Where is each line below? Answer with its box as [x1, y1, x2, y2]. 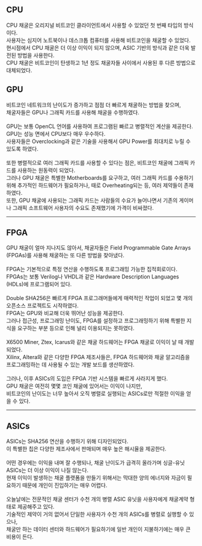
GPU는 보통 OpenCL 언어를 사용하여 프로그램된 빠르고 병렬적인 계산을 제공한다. [6, 123, 194, 130]
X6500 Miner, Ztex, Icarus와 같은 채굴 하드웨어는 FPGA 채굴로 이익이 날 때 [6, 339, 183, 346]
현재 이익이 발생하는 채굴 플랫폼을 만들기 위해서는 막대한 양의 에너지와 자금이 [6, 474, 186, 482]
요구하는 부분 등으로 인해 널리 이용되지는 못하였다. [17, 325, 135, 332]
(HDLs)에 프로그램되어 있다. [6, 281, 72, 288]
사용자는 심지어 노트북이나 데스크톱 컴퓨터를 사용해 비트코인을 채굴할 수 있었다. [6, 36, 191, 44]
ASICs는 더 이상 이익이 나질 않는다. [6, 467, 89, 474]
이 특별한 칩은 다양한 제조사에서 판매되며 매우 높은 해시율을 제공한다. [6, 445, 167, 453]
